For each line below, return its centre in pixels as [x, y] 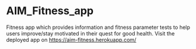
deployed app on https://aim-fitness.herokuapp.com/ [71, 40]
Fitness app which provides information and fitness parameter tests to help [98, 27]
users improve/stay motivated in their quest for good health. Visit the [91, 33]
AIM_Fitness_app [50, 11]
